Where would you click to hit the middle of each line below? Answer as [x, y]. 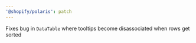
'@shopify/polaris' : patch [39, 11]
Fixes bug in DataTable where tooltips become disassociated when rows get [98, 28]
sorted [14, 34]
